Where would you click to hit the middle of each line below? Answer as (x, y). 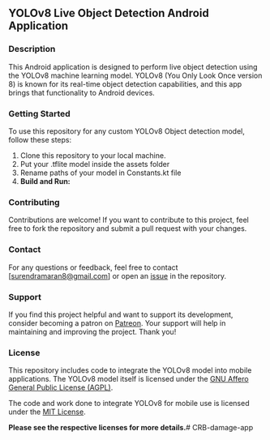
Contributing (34, 202)
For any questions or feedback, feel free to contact (93, 267)
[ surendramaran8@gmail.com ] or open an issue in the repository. (118, 276)
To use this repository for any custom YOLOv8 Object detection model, (127, 131)
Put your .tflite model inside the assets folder (95, 164)
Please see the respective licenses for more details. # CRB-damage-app (131, 428)
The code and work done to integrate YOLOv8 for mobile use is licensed (129, 404)
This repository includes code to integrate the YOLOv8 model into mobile (130, 370)
